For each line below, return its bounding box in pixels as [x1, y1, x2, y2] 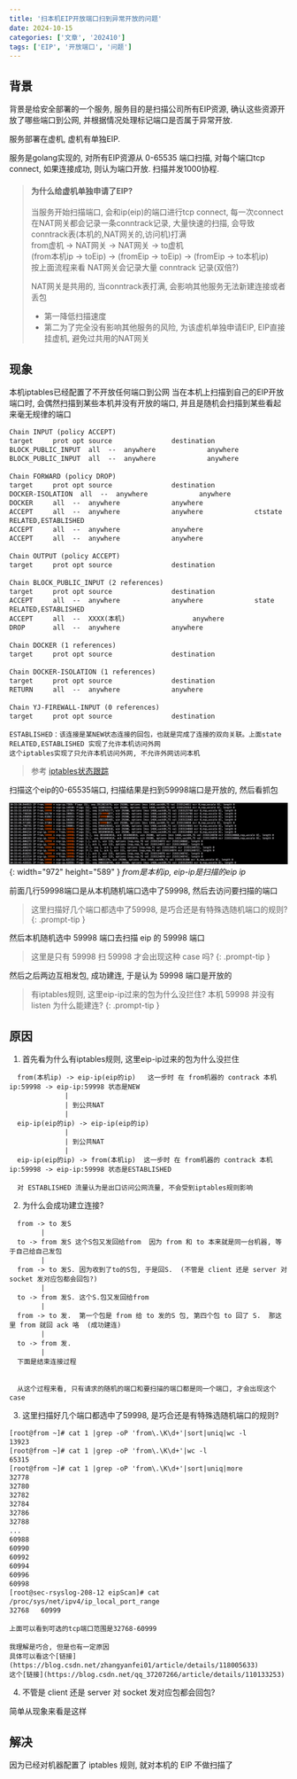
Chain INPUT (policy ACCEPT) [9, 428, 117, 437]
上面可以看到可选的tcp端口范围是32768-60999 [9, 1625, 157, 1634]
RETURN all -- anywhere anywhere [9, 685, 203, 695]
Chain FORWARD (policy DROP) [9, 472, 117, 481]
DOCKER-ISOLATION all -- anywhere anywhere [9, 490, 232, 499]
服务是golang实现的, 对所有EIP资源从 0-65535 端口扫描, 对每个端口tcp [9, 152, 265, 163]
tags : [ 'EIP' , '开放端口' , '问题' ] [9, 43, 133, 51]
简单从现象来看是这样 [9, 1706, 87, 1717]
